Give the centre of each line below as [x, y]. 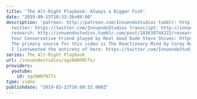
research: [23, 33]
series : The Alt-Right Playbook [45, 55]
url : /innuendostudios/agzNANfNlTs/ [51, 60]
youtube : [22, 71]
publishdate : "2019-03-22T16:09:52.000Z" [57, 87]
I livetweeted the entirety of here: [57, 49]
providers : [19, 66]
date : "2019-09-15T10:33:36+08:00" [50, 17]
